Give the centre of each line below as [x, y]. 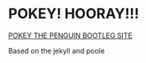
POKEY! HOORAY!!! [74, 14]
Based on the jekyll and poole [57, 50]
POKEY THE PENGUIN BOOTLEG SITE [70, 35]
